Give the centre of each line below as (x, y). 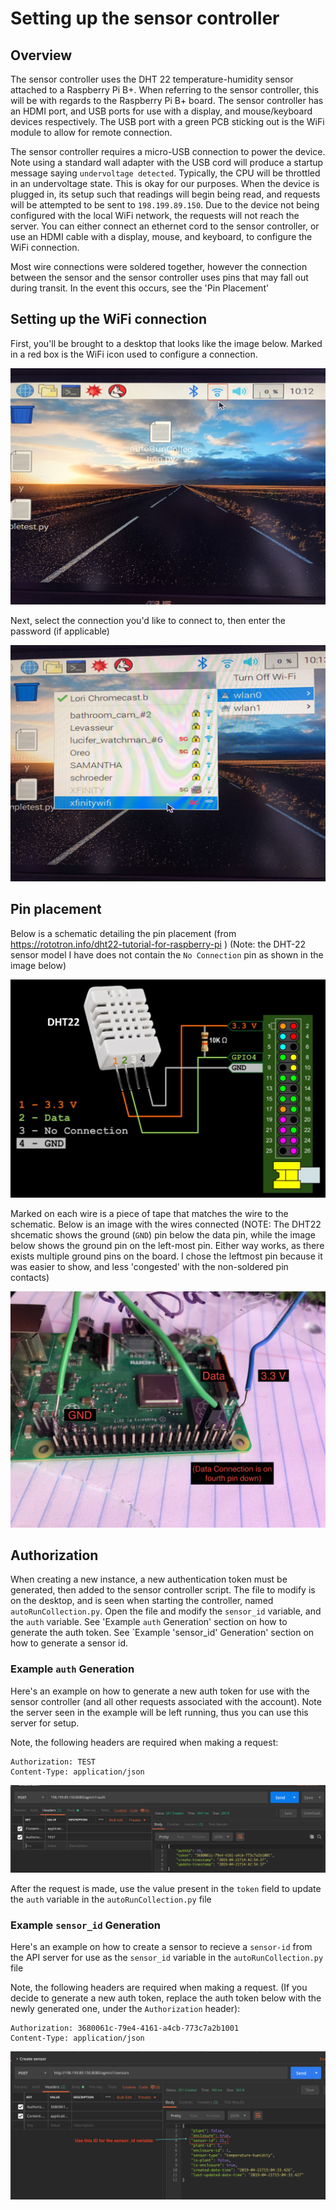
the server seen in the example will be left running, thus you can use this (159, 1712)
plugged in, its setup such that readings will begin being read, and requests (165, 194)
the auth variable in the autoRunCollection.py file (111, 1899)
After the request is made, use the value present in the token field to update (166, 1888)
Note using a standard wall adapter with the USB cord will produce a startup (167, 162)
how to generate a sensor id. (69, 1643)
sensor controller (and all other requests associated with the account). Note (166, 1701)
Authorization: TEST (53, 1762)
